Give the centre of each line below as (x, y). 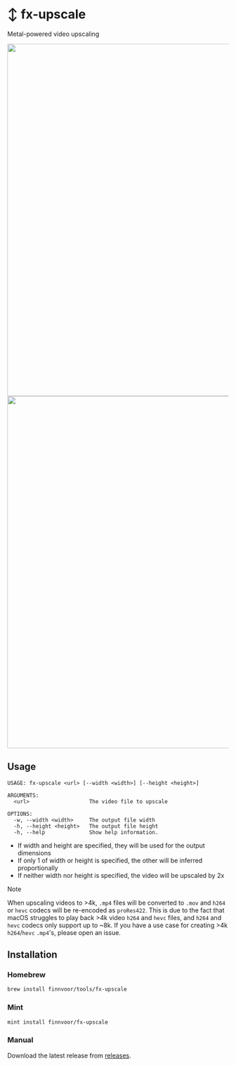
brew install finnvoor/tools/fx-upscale (67, 989)
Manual (20, 1040)
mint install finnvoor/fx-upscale (58, 1022)
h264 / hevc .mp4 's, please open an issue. (64, 932)
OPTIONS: (20, 814)
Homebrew (26, 975)
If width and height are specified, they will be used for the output (111, 845)
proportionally (38, 868)
